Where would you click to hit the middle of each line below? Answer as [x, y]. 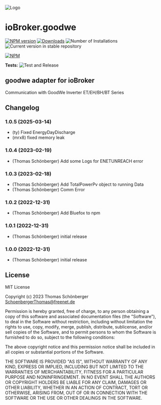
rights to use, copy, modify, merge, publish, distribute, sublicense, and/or [79, 327]
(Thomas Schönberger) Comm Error [48, 190]
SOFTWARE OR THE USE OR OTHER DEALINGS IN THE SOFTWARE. [74, 398]
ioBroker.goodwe [41, 27]
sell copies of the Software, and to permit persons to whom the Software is [81, 332]
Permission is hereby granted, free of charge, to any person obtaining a [77, 311]
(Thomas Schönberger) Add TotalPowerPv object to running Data [78, 184]
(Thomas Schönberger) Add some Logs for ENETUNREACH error [78, 161]
